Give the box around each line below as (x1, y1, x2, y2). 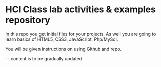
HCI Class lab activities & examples (5, 4, 156, 15)
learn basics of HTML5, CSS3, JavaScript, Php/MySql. (5, 36, 118, 42)
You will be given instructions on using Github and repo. (5, 46, 122, 52)
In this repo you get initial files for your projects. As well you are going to (5, 31, 156, 37)
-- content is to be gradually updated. (5, 55, 84, 61)
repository (5, 14, 51, 26)
